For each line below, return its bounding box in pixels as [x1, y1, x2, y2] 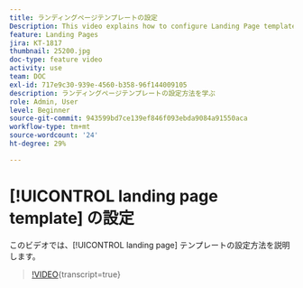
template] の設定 [9, 208, 135, 228]
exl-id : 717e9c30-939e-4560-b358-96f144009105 [9, 80, 188, 89]
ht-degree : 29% [9, 139, 67, 148]
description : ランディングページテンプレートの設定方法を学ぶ [9, 88, 216, 98]
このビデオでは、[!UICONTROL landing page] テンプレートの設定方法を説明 [9, 239, 290, 250]
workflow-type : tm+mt [9, 123, 91, 132]
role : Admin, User [9, 97, 78, 107]
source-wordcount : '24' [9, 131, 99, 140]
